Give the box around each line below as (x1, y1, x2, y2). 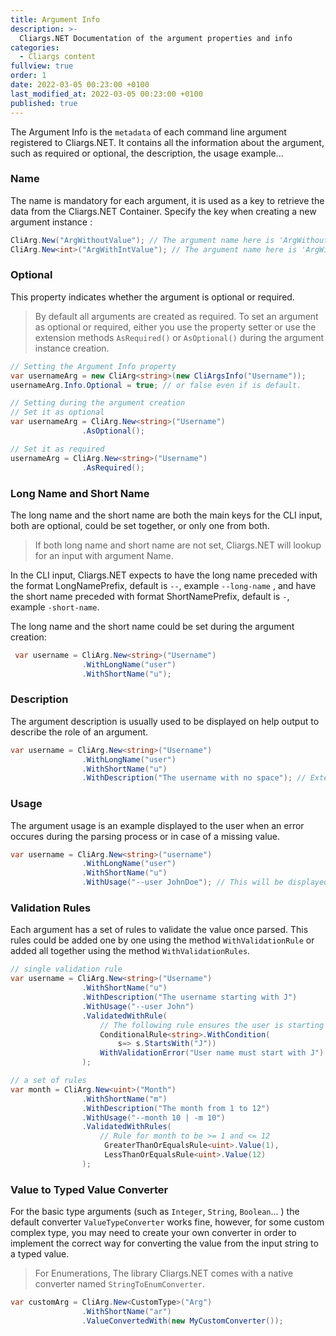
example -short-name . (10, 601, 100, 613)
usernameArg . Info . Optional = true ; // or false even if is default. (10, 380, 302, 390)
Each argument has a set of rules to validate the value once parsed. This (10, 924, 309, 936)
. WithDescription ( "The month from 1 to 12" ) (81, 1103, 271, 1113)
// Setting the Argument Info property (10, 361, 177, 371)
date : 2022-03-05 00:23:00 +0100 (10, 80, 150, 90)
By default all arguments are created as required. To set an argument (34, 310, 319, 322)
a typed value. (10, 1248, 70, 1260)
